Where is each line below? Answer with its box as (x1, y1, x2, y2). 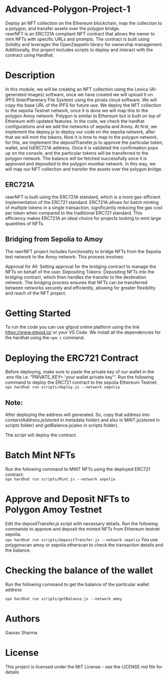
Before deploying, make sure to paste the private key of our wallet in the (5, 369, 154, 375)
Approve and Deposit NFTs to (5, 494, 130, 505)
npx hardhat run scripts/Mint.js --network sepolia (5, 477, 115, 482)
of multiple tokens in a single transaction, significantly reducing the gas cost (5, 204, 163, 210)
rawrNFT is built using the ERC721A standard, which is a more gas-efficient (5, 194, 161, 200)
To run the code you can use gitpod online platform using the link (5, 324, 140, 330)
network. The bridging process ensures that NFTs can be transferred (5, 279, 148, 285)
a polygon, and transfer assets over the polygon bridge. (5, 25, 120, 31)
